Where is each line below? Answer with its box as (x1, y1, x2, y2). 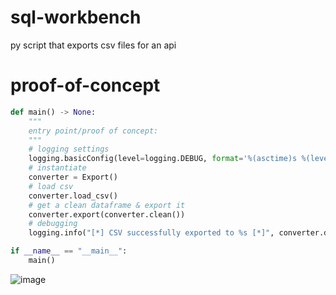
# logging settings (28, 144, 110, 155)
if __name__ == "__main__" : (10, 246, 128, 256)
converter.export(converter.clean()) (28, 209, 186, 220)
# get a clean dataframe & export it (28, 200, 186, 210)
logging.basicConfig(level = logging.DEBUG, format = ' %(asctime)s (28, 154, 298, 164)
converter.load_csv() (28, 191, 118, 201)
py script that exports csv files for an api (10, 39, 177, 51)
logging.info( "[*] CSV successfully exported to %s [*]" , (28, 228, 275, 238)
